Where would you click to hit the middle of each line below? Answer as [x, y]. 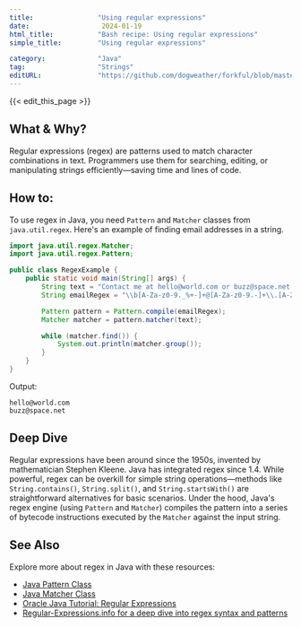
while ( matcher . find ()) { [90, 336]
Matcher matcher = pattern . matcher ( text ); [122, 319]
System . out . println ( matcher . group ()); [129, 344]
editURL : [26, 76]
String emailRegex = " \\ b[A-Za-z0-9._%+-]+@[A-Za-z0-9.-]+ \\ [158, 295]
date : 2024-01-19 [76, 26]
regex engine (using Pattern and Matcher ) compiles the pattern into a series [149, 507]
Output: [23, 386]
